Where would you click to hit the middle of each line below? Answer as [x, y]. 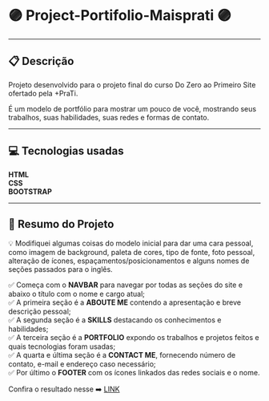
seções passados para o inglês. [61, 269]
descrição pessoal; [40, 312]
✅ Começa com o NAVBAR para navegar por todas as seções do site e [125, 285]
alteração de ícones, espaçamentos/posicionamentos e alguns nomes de [129, 261]
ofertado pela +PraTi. [43, 93]
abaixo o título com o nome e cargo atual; [77, 294]
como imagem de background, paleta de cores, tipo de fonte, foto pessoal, [132, 253]
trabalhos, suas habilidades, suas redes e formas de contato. [109, 117]
